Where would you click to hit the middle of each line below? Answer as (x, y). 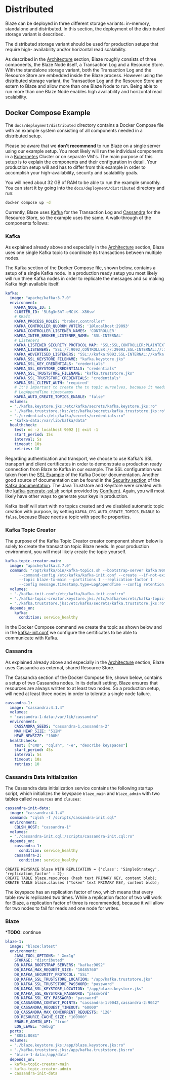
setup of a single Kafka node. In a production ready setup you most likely (81, 273)
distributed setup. (24, 136)
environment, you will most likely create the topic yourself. (66, 552)
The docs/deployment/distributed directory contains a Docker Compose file (84, 125)
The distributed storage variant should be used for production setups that (82, 44)
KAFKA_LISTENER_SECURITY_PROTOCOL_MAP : (56, 345)
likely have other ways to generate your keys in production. (67, 496)
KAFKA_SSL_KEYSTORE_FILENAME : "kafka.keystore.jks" (70, 359)
